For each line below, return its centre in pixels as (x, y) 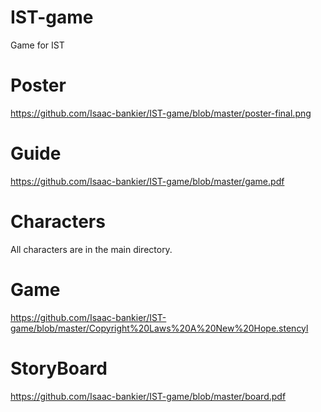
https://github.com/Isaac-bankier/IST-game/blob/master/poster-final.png (161, 113)
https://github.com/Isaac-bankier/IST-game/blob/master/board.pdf (148, 396)
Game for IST (37, 45)
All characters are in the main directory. (91, 249)
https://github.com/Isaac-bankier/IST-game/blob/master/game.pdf (147, 181)
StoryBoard (59, 368)
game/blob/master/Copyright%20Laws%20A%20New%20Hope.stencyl (159, 328)
